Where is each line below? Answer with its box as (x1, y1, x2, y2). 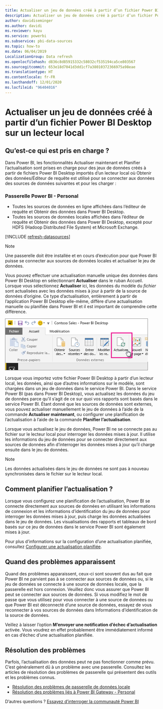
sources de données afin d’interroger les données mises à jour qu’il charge (5, 442, 155, 448)
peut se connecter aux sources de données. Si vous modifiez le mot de (5, 591, 147, 597)
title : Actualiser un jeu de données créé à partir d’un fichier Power (5, 8, 153, 13)
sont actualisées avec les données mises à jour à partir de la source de (5, 288, 147, 294)
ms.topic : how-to (5, 44, 40, 49)
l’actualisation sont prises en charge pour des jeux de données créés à (5, 165, 147, 171)
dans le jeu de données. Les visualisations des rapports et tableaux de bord (5, 518, 156, 524)
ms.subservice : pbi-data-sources (5, 39, 73, 44)
